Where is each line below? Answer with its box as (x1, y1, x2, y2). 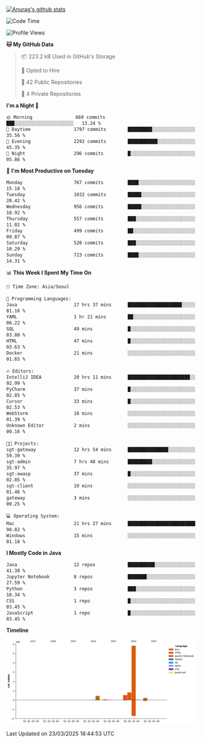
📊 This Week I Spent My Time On (6, 269, 92, 276)
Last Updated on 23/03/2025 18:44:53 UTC (6, 730, 115, 737)
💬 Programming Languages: (6, 296, 71, 302)
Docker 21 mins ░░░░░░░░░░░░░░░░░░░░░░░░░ (6, 350, 196, 356)
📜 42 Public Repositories (21, 78, 83, 86)
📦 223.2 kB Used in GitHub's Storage (21, 53, 116, 60)
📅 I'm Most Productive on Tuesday (6, 167, 95, 174)
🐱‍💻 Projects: (6, 441, 39, 447)
